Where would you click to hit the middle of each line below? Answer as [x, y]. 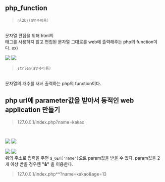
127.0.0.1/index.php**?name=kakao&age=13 [62, 174]
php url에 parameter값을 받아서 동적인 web [70, 101]
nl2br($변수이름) [33, 20]
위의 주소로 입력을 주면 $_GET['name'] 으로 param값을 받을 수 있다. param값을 [81, 158]
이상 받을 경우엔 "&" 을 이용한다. [42, 164]
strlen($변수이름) [34, 68]
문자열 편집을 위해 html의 [29, 35]
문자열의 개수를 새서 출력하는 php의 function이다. [53, 83]
